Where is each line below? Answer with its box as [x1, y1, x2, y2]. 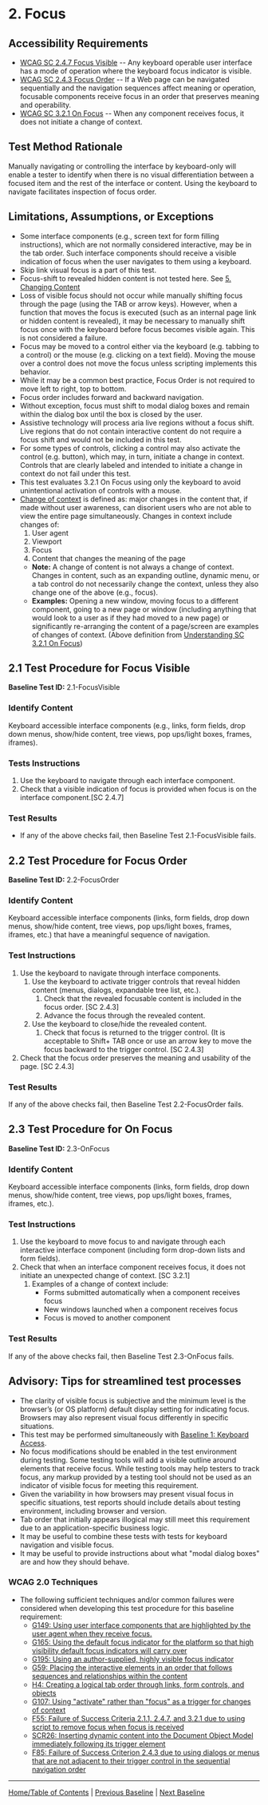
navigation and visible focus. [19, 1540, 114, 1550]
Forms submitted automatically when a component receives [43, 1288, 241, 1297]
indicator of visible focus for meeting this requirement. [19, 1480, 199, 1490]
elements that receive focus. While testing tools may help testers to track [19, 1463, 260, 1473]
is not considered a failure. [19, 333, 108, 342]
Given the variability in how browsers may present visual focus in [19, 1489, 234, 1498]
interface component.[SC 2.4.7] [19, 793, 124, 802]
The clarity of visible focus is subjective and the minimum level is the [19, 1395, 246, 1405]
